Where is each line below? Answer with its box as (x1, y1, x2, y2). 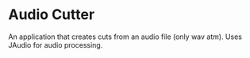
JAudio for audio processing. (8, 40, 103, 49)
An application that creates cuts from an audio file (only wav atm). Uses (8, 32, 242, 41)
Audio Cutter (8, 6, 95, 24)
